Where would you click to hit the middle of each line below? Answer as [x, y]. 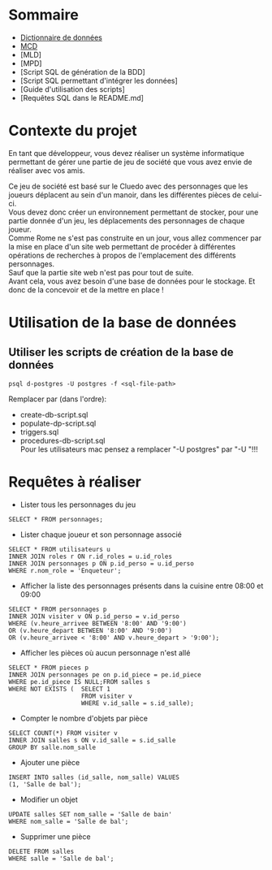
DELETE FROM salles [41, 851]
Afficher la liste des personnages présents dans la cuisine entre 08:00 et [142, 586]
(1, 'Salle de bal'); [45, 784]
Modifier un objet [49, 799]
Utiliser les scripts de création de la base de [121, 352]
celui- [252, 195]
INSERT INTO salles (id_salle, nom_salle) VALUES [94, 777]
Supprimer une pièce [55, 836]
